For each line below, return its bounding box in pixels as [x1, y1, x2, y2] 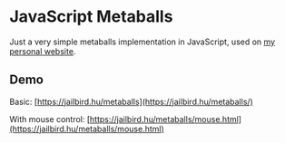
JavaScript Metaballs [9, 6, 173, 27]
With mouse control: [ [9, 113, 91, 124]
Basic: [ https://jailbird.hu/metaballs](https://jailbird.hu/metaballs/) [9, 96, 254, 107]
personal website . [9, 45, 76, 56]
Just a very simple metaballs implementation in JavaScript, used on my [9, 36, 275, 47]
